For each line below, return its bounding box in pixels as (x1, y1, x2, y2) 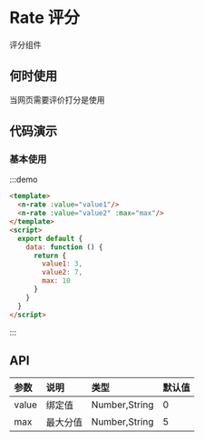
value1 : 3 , (42, 259, 83, 268)
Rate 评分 (9, 7, 80, 28)
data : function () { (25, 242, 103, 252)
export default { (17, 234, 83, 243)
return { (33, 251, 67, 260)
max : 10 (42, 276, 71, 286)
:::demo (9, 174, 38, 185)
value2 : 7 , (42, 268, 83, 277)
